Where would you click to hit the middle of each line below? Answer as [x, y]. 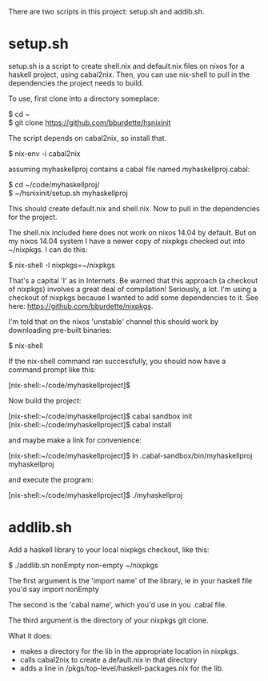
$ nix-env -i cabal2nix [44, 153]
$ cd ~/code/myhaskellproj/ [54, 184]
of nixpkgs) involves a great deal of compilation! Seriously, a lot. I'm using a [133, 289]
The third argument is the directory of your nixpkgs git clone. [109, 620]
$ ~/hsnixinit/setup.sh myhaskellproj [68, 193]
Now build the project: [45, 400]
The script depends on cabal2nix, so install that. [88, 138]
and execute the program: [51, 479]
